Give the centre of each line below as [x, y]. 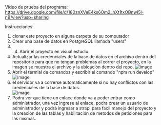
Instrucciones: [20, 27]
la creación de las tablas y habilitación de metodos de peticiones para [82, 113]
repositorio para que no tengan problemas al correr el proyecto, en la [81, 62]
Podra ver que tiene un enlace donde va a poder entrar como [74, 98]
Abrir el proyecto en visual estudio [54, 51]
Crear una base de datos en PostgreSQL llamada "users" [69, 41]
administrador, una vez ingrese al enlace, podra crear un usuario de [80, 103]
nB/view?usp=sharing [27, 17]
